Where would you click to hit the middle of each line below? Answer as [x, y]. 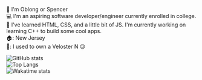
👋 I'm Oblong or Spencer [37, 9]
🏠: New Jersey [26, 38]
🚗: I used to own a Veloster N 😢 [46, 46]
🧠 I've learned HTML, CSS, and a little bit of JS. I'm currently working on [96, 25]
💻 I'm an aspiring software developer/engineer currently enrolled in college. [101, 16]
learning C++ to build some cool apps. [54, 31]
